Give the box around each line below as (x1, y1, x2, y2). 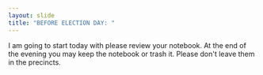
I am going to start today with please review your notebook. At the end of (8, 40, 247, 50)
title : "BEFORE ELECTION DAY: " (8, 19, 115, 27)
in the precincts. (8, 57, 61, 67)
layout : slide (8, 11, 55, 20)
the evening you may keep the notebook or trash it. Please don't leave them (8, 49, 255, 58)
